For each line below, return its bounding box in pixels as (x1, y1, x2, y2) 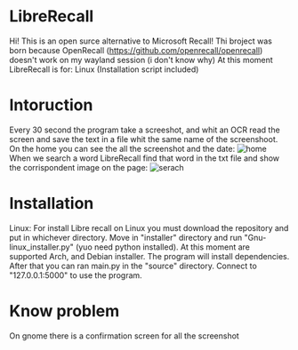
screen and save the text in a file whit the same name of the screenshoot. (9, 133, 278, 144)
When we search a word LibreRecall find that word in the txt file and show (9, 153, 280, 163)
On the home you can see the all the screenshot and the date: (9, 143, 236, 154)
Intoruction (9, 95, 93, 115)
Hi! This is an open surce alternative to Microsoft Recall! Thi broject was (9, 36, 273, 46)
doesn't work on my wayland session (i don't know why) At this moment (9, 54, 273, 65)
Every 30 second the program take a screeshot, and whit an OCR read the (9, 124, 280, 135)
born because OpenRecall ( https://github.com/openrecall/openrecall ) (9, 44, 263, 55)
